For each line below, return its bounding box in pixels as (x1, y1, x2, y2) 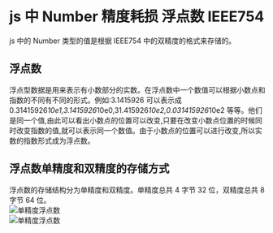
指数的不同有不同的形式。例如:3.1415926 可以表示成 (9, 95, 182, 105)
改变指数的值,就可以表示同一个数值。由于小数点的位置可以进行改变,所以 (15, 125, 256, 135)
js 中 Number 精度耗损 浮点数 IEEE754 (9, 7, 265, 26)
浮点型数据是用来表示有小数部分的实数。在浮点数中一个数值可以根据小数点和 (9, 84, 266, 94)
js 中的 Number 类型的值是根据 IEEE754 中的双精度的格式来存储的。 (9, 36, 236, 45)
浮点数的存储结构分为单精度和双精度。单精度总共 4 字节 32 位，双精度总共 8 (9, 184, 265, 195)
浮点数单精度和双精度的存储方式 (9, 162, 170, 175)
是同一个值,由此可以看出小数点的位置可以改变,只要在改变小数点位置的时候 (9, 115, 256, 125)
